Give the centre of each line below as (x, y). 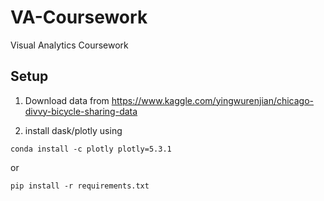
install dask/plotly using (73, 130)
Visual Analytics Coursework (69, 45)
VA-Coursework (79, 17)
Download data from (67, 100)
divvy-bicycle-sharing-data (81, 111)
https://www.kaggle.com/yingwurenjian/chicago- (213, 100)
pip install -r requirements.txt (80, 186)
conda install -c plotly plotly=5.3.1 (91, 149)
